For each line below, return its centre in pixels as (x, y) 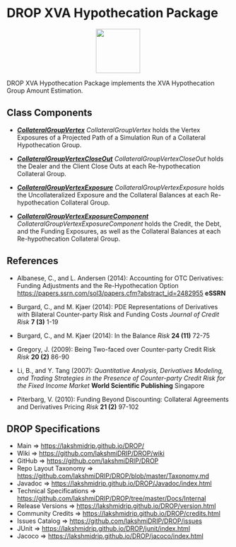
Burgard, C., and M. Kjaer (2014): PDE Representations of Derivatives (117, 306)
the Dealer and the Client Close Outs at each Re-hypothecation (108, 166)
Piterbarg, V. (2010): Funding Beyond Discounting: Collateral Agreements (123, 399)
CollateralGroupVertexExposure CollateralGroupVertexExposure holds (120, 187)
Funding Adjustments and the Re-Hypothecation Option (98, 285)
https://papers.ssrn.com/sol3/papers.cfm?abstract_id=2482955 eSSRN (121, 293)
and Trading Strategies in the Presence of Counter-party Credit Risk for (121, 378)
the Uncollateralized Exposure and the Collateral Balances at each (113, 195)
